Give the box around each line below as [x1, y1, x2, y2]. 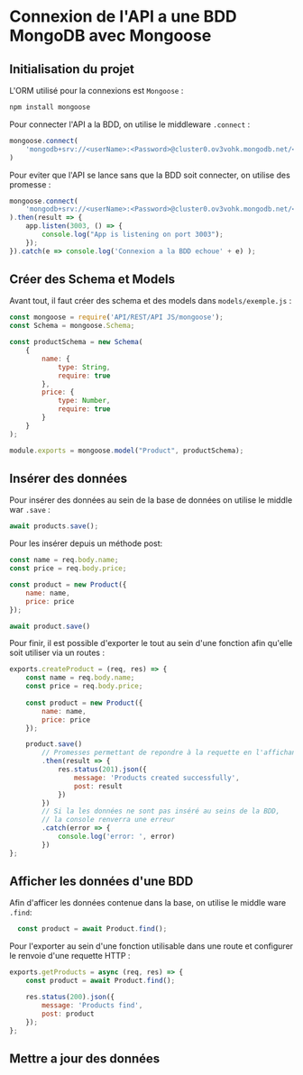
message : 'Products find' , [41, 1000, 143, 1010]
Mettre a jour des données [9, 1051, 161, 1066]
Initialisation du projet [9, 61, 135, 77]
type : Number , [57, 396, 111, 405]
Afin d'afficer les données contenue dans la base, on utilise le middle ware [9, 897, 287, 908]
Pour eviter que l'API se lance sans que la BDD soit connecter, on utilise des [9, 169, 290, 180]
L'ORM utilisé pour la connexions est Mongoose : [9, 86, 184, 96]
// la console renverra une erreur [41, 815, 176, 824]
